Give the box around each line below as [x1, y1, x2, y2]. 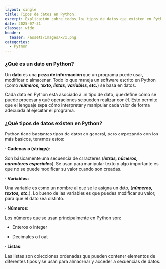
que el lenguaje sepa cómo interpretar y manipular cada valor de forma [5, 102, 150, 108]
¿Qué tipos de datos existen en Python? [5, 120, 103, 127]
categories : [5, 40, 30, 45]
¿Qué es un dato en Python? [5, 60, 74, 67]
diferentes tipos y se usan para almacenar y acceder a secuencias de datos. [5, 258, 161, 265]
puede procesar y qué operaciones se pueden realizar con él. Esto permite [5, 97, 158, 103]
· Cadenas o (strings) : [5, 146, 51, 152]
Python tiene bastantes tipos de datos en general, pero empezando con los [5, 131, 158, 137]
